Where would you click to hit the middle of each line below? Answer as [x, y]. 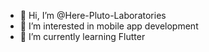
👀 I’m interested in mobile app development [109, 26]
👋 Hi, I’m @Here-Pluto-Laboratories [93, 15]
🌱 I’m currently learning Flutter [82, 36]
